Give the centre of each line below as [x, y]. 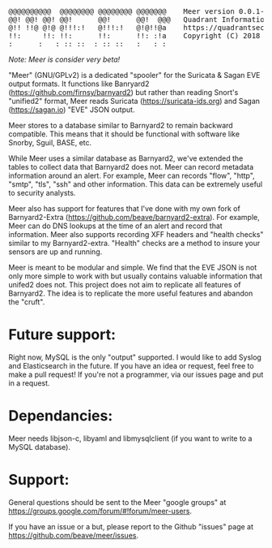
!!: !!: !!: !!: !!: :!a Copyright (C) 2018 [134, 36]
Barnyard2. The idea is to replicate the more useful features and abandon [131, 293]
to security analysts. [42, 193]
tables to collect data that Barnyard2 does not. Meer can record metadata [131, 167]
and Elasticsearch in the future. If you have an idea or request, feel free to [131, 365]
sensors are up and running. [55, 252]
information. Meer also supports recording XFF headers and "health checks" [136, 234]
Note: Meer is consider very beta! [64, 59]
